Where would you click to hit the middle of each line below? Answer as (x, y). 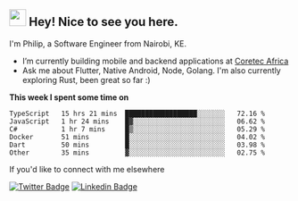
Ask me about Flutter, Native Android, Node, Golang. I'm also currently (151, 70)
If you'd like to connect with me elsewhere (87, 169)
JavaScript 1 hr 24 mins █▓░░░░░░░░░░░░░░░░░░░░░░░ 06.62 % (137, 121)
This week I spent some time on (69, 97)
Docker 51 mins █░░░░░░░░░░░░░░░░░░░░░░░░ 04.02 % (137, 137)
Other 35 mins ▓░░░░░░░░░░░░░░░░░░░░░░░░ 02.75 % (137, 153)
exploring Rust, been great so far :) (86, 80)
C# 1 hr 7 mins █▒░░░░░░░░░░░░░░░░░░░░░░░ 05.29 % (137, 129)
